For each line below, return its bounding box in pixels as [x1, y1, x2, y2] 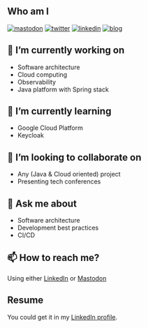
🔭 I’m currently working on [7, 45, 125, 57]
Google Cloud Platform [17, 124, 84, 132]
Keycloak [17, 131, 44, 140]
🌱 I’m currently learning [7, 105, 112, 117]
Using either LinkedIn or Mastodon [7, 274, 107, 282]
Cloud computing [17, 70, 68, 79]
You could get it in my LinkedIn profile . [7, 313, 118, 321]
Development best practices [17, 223, 99, 232]
